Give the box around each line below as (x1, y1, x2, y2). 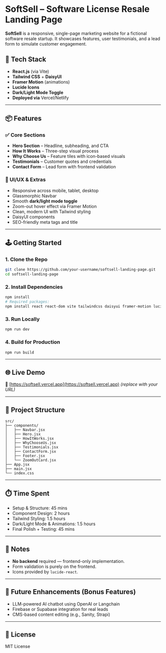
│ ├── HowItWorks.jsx (5, 436, 54, 441)
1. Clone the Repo (5, 256, 48, 263)
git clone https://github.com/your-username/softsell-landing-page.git (5, 267, 156, 272)
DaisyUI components (12, 214, 55, 220)
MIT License (5, 644, 31, 650)
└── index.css (5, 471, 35, 476)
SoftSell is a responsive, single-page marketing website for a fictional (5, 30, 147, 36)
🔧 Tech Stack (5, 55, 46, 64)
